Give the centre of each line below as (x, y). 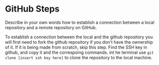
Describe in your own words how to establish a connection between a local (80, 22)
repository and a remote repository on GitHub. (51, 27)
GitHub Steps (32, 9)
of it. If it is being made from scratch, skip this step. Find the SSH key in (76, 47)
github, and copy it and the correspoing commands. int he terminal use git (79, 52)
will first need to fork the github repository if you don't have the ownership (79, 42)
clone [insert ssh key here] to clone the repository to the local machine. (79, 57)
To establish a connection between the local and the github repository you (79, 37)
